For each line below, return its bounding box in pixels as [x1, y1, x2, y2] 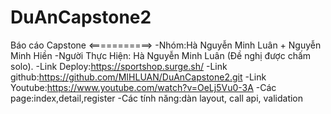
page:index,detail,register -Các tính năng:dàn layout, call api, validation [10, 92, 304, 104]
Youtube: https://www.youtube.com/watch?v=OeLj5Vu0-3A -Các [10, 81, 277, 93]
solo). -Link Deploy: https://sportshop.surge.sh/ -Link [10, 60, 228, 72]
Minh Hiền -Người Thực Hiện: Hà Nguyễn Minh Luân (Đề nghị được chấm [10, 49, 312, 61]
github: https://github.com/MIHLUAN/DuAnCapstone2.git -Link [10, 71, 267, 83]
